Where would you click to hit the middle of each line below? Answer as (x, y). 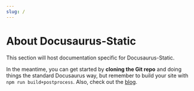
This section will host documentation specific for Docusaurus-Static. (90, 58)
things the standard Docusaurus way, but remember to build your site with (97, 76)
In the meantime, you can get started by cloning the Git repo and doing (94, 69)
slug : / (16, 12)
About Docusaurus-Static (71, 41)
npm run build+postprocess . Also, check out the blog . (72, 81)
